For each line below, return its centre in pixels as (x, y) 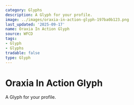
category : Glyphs (24, 10)
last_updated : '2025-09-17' (35, 24)
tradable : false (23, 53)
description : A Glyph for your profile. (49, 15)
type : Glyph (18, 58)
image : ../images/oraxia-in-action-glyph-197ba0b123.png (67, 19)
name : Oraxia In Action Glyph (38, 29)
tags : (11, 39)
